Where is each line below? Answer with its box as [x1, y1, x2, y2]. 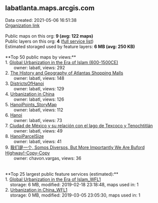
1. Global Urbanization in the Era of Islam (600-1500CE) [5, 59, 118, 65]
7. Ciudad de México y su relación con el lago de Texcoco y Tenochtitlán [5, 123, 153, 129]
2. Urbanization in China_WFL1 [5, 187, 68, 193]
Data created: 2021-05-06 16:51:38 [5, 17, 77, 23]
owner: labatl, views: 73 [13, 117, 62, 123]
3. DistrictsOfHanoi [5, 80, 44, 86]
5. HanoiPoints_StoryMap [5, 101, 57, 107]
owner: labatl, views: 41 [13, 138, 62, 144]
